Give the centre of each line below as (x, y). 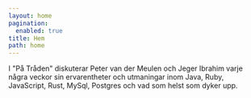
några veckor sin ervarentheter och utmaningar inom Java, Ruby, (116, 77)
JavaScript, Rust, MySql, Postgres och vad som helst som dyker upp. (123, 86)
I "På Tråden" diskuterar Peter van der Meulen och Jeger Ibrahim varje (126, 68)
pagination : (28, 23)
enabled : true (39, 31)
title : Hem (27, 38)
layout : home (30, 16)
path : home (27, 46)
